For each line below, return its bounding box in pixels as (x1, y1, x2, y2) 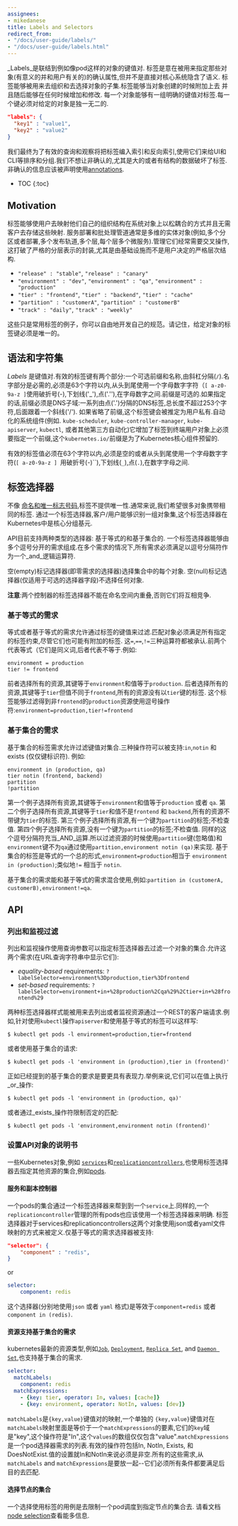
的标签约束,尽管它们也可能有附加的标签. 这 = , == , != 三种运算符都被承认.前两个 (7, 637, 227, 645)
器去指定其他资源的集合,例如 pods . (7, 1167, 107, 1175)
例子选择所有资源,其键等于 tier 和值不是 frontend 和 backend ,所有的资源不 (19, 807, 230, 816)
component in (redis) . (7, 1310, 73, 1319)
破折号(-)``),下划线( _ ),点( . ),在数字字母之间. (66, 458, 190, 467)
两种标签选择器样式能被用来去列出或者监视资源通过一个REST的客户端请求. (7, 1008, 224, 1017)
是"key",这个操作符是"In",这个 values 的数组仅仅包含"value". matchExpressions (7, 1432, 229, 1441)
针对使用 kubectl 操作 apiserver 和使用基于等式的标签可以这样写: (15, 1017, 198, 1025)
